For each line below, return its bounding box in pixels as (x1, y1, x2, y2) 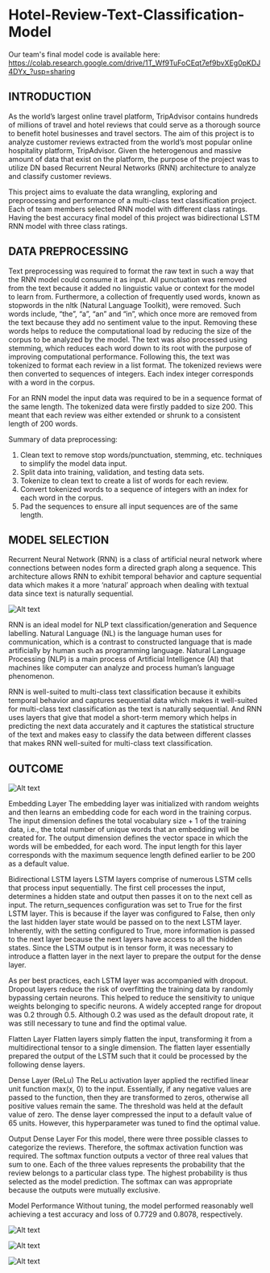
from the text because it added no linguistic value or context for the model (8, 283, 255, 293)
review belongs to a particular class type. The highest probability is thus (8, 1168, 248, 1178)
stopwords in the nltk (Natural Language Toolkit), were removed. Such (8, 300, 241, 310)
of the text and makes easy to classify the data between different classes (8, 730, 251, 739)
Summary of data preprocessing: (8, 434, 118, 444)
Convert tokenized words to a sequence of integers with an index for (19, 484, 248, 493)
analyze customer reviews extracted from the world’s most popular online (8, 137, 253, 147)
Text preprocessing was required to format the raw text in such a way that (8, 266, 254, 276)
